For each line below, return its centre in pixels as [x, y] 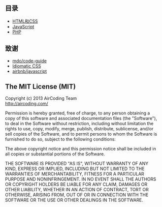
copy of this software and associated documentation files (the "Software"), [81, 118]
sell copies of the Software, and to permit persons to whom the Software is [81, 134]
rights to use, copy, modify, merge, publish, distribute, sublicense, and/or [79, 129]
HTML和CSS [25, 21]
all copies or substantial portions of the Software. [55, 154]
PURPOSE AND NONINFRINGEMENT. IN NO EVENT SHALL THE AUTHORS [81, 179]
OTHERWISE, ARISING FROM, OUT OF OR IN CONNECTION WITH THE [77, 195]
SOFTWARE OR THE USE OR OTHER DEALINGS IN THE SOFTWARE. [74, 200]
